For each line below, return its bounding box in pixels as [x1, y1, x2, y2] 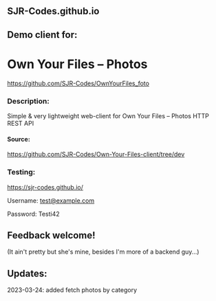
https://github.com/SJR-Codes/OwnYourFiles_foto [7, 79, 150, 87]
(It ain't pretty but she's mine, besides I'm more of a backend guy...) [7, 247, 199, 256]
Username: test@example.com [7, 196, 95, 205]
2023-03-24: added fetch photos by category [7, 286, 138, 294]
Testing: [7, 168, 36, 177]
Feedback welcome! [7, 230, 96, 241]
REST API [7, 120, 34, 128]
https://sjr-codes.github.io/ [7, 183, 84, 191]
